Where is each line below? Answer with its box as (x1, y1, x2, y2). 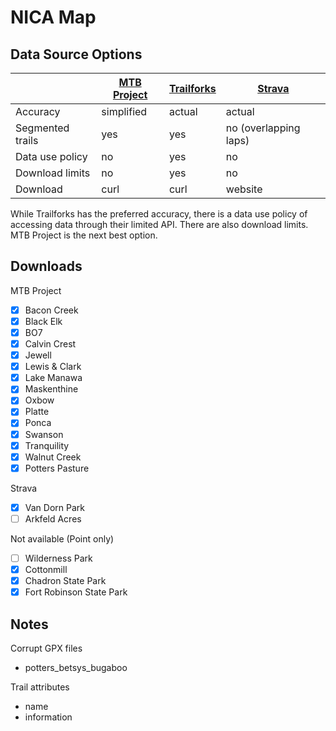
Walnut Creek (24, 451, 82, 463)
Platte (24, 406, 50, 418)
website (225, 182, 263, 196)
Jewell (24, 349, 52, 361)
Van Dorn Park (24, 501, 85, 513)
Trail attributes (10, 681, 70, 693)
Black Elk (24, 315, 63, 327)
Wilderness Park (24, 552, 93, 564)
